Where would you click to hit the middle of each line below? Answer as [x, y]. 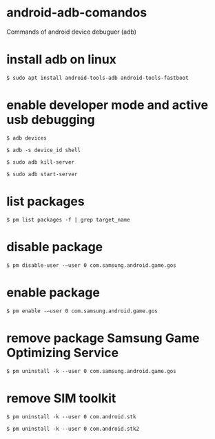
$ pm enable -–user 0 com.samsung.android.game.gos [82, 311]
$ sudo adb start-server [42, 174]
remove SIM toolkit [61, 398]
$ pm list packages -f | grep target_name [68, 219]
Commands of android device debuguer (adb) [72, 32]
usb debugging [51, 120]
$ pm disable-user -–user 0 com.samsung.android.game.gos [91, 265]
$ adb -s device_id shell [43, 150]
